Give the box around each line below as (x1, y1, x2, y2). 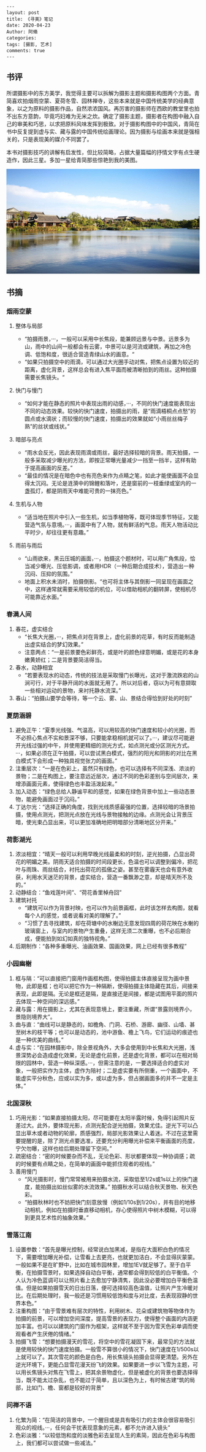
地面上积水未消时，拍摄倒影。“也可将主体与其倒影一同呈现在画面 (24, 578, 188, 585)
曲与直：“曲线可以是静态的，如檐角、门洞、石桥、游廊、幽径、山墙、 (15, 1020, 190, 1028)
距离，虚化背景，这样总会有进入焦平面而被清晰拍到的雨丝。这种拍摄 (24, 366, 197, 373)
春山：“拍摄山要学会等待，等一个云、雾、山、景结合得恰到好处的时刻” (15, 694, 193, 701)
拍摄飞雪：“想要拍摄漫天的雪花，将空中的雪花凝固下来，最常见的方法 (15, 1338, 190, 1345)
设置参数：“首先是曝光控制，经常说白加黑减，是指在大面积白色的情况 (15, 1246, 190, 1253)
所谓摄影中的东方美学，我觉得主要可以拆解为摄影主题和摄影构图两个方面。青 (6, 89, 200, 96)
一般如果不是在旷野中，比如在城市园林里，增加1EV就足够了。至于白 (15, 1261, 186, 1268)
